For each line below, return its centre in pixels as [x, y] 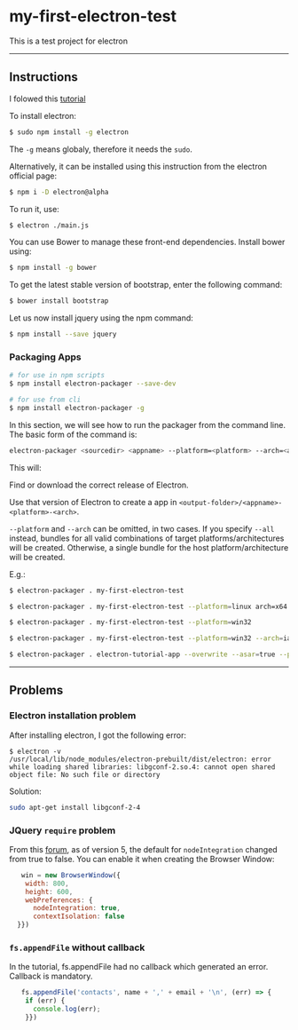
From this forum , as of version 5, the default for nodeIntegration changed [143, 849]
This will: [25, 467]
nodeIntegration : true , [77, 908]
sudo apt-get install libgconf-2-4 [75, 807]
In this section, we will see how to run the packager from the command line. [148, 424]
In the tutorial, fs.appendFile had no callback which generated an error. [139, 967]
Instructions [43, 77]
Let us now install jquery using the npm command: [101, 318]
